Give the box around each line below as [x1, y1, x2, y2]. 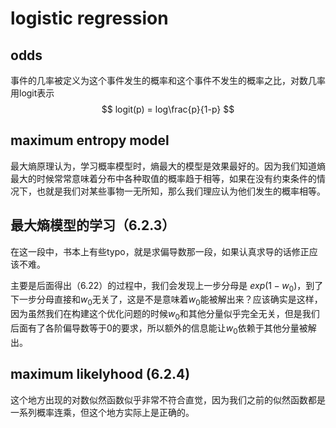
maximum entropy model [10, 132, 170, 149]
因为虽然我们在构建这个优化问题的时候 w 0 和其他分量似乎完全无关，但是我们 [10, 308, 320, 322]
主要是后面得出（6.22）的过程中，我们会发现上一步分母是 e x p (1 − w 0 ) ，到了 [10, 279, 324, 294]
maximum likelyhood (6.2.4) [10, 366, 191, 383]
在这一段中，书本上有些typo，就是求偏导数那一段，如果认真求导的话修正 [10, 245, 310, 257]
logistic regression [10, 7, 169, 30]
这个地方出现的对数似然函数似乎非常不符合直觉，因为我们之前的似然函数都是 [10, 393, 326, 406]
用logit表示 [10, 87, 55, 99]
